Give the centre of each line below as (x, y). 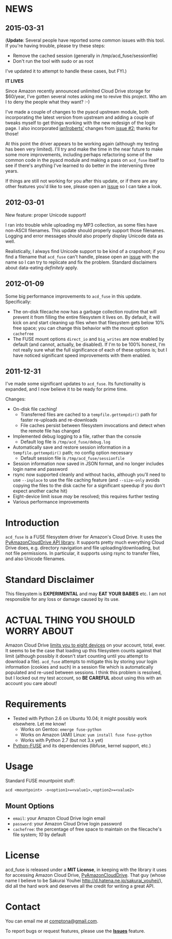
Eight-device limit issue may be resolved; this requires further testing (86, 496)
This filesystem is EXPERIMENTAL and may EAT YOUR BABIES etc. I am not (86, 594)
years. (12, 171)
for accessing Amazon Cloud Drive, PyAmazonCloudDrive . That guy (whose (85, 875)
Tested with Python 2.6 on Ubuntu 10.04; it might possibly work (80, 719)
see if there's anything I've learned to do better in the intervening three (80, 165)
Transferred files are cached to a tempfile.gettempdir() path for (89, 415)
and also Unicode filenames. (35, 559)
